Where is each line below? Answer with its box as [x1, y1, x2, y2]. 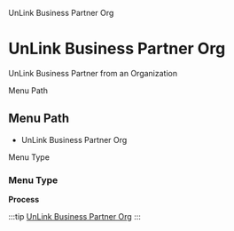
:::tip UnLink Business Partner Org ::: [8, 211, 141, 222]
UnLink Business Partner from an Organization [8, 68, 178, 78]
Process [8, 195, 40, 205]
